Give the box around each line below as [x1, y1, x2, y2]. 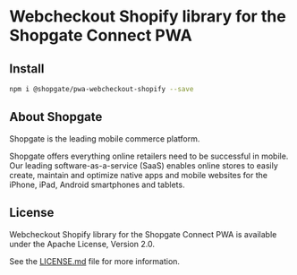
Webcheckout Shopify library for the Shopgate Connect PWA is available [9, 228, 277, 239]
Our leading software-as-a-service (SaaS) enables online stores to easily [9, 159, 279, 171]
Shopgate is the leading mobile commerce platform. [9, 133, 200, 144]
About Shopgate [9, 109, 103, 125]
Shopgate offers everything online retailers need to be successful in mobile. [9, 150, 289, 161]
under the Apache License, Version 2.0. [9, 238, 155, 249]
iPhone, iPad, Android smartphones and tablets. [9, 179, 185, 190]
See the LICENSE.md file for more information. [9, 255, 181, 266]
